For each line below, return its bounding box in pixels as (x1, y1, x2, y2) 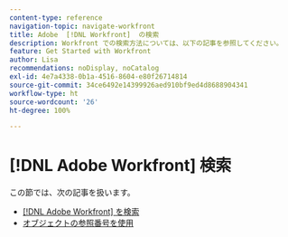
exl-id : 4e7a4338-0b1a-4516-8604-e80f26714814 (9, 72, 188, 81)
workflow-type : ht (9, 89, 79, 98)
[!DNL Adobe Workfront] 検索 (9, 156, 232, 176)
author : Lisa (9, 55, 59, 64)
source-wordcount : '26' (9, 97, 99, 107)
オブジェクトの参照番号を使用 (22, 218, 134, 229)
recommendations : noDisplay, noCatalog (9, 64, 160, 73)
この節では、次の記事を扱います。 (9, 187, 135, 198)
